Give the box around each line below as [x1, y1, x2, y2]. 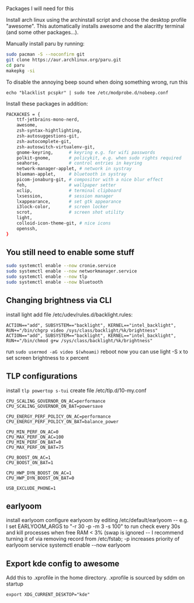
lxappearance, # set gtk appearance [16, 199, 122, 205]
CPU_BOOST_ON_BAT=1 [6, 459, 54, 465]
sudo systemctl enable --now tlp [6, 274, 88, 280]
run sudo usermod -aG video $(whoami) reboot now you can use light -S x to [6, 348, 188, 355]
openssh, [16, 226, 38, 231]
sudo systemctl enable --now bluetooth [6, 280, 103, 285]
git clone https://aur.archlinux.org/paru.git [6, 57, 122, 63]
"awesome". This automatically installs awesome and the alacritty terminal [6, 23, 185, 29]
